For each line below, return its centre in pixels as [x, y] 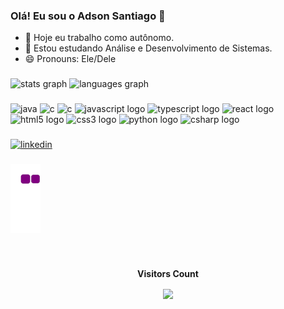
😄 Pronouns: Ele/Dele [70, 59]
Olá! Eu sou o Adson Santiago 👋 [88, 16]
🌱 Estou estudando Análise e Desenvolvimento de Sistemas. [148, 48]
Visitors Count [168, 273]
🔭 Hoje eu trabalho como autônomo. [99, 38]
